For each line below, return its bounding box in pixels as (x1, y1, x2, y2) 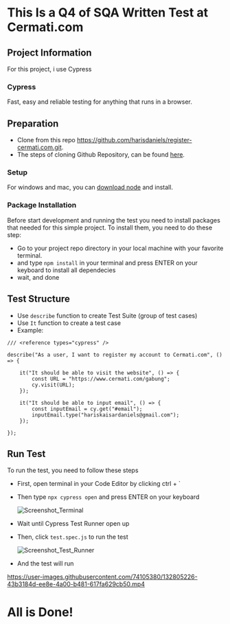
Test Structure (7, 293, 71, 305)
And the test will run (16, 559, 74, 568)
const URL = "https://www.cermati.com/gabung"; (32, 375, 170, 382)
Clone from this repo (16, 136, 76, 144)
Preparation (7, 118, 59, 129)
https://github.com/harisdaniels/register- (76, 136, 192, 144)
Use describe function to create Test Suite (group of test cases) (16, 311, 198, 320)
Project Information (7, 47, 92, 58)
